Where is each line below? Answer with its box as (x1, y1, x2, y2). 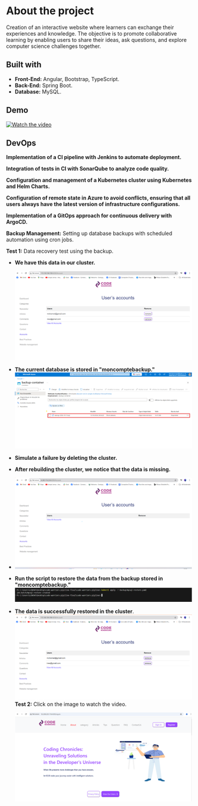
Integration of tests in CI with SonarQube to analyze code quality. (6, 165, 169, 172)
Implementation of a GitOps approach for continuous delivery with (6, 212, 172, 220)
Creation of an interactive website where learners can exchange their (6, 24, 174, 31)
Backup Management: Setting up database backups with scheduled (6, 230, 173, 237)
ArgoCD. (6, 218, 28, 225)
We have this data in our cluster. (14, 259, 95, 266)
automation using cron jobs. (6, 236, 74, 243)
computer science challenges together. (6, 43, 101, 50)
